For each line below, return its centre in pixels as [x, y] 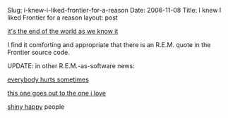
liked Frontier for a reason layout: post [62, 18]
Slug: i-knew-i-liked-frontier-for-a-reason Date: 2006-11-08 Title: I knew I [114, 10]
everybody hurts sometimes [48, 79]
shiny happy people [36, 107]
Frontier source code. [39, 52]
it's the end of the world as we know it [63, 31]
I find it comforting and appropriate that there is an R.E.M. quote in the [109, 45]
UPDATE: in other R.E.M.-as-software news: [71, 66]
